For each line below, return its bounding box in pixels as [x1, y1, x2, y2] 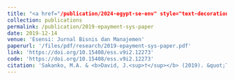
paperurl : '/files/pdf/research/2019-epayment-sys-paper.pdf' [7, 42, 192, 49]
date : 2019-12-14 [7, 29, 58, 37]
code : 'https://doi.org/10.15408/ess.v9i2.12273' [7, 56, 155, 63]
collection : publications [7, 17, 82, 24]
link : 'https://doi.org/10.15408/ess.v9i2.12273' [7, 49, 155, 56]
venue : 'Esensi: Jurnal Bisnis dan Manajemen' [7, 36, 145, 43]
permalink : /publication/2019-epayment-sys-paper [7, 23, 155, 30]
